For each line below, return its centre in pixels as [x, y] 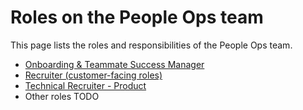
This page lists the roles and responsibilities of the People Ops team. [151, 45]
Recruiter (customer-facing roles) [93, 75]
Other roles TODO [62, 96]
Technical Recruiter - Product [85, 85]
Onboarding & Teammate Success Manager [114, 64]
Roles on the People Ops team [137, 17]
